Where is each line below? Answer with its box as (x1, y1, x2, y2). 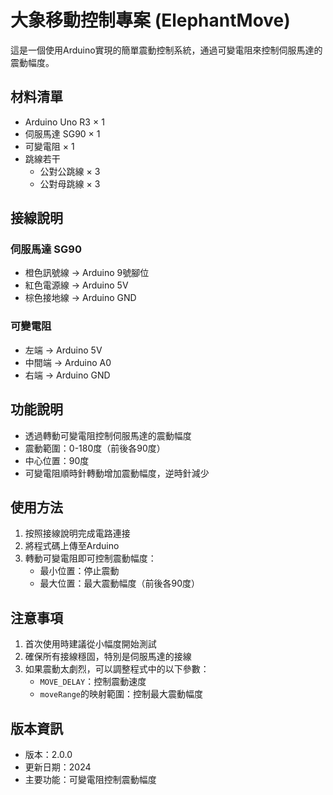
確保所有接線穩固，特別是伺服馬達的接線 (24, 651, 192, 663)
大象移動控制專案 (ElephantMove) (10, 9, 291, 32)
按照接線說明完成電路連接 (24, 527, 131, 540)
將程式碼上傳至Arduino (24, 540, 120, 552)
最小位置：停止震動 (39, 565, 120, 577)
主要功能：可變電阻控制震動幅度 (24, 773, 157, 785)
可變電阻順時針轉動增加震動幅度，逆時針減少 (24, 467, 210, 479)
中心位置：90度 (24, 454, 90, 466)
